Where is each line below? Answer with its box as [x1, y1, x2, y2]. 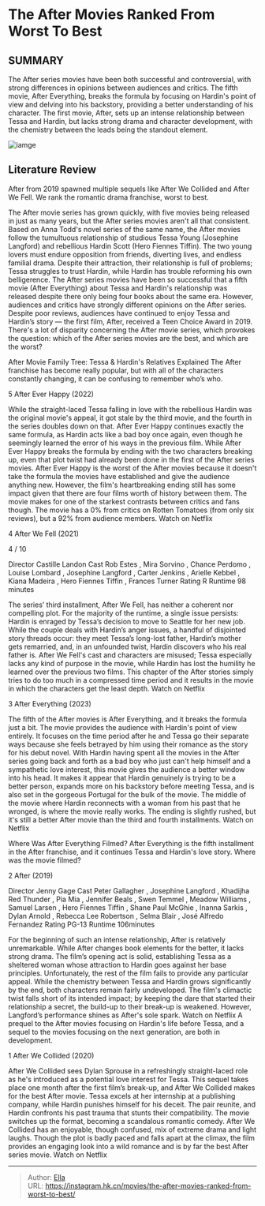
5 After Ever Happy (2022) [8, 389, 95, 399]
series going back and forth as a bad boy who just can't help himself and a [8, 756, 251, 766]
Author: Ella [27, 1172, 65, 1182]
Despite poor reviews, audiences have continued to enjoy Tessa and [8, 308, 230, 317]
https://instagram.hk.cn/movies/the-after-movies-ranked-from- [45, 1181, 252, 1190]
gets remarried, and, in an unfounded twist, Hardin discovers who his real [8, 642, 247, 651]
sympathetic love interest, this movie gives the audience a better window [8, 764, 245, 774]
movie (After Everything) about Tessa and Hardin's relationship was [8, 283, 228, 293]
